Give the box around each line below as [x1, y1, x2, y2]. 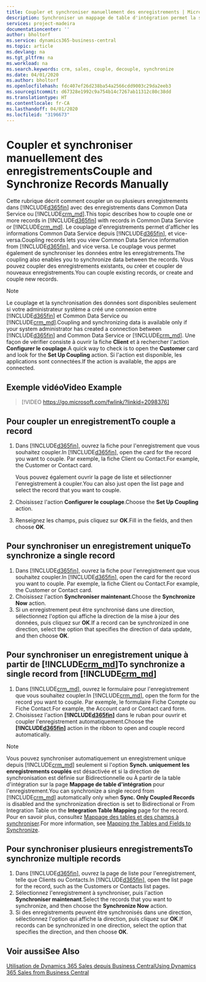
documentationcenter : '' [6, 26, 70, 32]
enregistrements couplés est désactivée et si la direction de [6, 767, 160, 775]
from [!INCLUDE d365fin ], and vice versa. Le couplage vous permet [6, 243, 176, 250]
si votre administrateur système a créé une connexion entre [6, 306, 157, 313]
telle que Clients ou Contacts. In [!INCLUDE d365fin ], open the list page [15, 876, 193, 883]
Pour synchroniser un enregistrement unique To [6, 541, 191, 552]
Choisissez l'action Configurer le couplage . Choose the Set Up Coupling [15, 498, 199, 506]
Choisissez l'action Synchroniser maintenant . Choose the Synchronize [15, 593, 196, 600]
